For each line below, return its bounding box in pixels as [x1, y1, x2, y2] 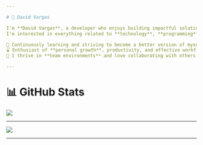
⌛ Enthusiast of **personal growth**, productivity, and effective [6, 47, 180, 53]
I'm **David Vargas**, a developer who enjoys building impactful [6, 25, 177, 31]
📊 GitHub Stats [6, 85, 85, 99]
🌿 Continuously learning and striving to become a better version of [6, 42, 185, 48]
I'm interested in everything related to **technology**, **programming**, [6, 31, 201, 37]
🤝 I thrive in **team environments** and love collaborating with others [6, 53, 196, 59]
